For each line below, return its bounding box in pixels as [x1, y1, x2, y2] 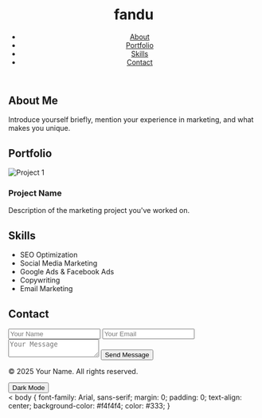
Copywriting [19, 275, 61, 285]
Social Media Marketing [19, 258, 98, 268]
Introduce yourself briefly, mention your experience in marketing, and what [8, 115, 254, 124]
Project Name [8, 187, 62, 199]
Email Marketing [19, 284, 73, 294]
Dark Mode [12, 384, 45, 392]
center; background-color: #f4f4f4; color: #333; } [8, 401, 170, 411]
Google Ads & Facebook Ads [19, 267, 115, 277]
